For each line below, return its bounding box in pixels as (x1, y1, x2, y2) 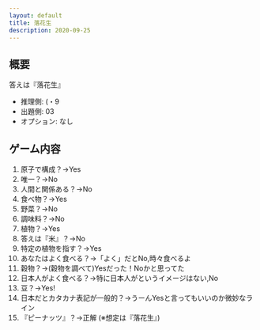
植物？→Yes (20, 224, 61, 233)
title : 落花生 (9, 19, 52, 27)
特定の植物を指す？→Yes (20, 244, 102, 253)
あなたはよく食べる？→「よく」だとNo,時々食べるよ (20, 254, 192, 263)
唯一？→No (20, 175, 58, 184)
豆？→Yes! (20, 283, 56, 293)
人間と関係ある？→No (20, 184, 93, 194)
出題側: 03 (20, 107, 55, 116)
